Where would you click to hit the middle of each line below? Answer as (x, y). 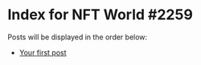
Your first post (43, 52)
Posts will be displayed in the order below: (78, 37)
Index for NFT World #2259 (100, 15)
